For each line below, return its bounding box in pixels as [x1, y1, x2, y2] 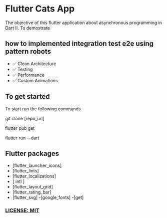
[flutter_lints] [12, 168, 39, 174]
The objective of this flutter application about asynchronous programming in [5, 20, 162, 26]
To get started [5, 92, 50, 101]
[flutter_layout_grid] [12, 184, 53, 190]
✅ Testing [12, 66, 33, 72]
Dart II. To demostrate [5, 25, 50, 31]
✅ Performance [12, 72, 45, 78]
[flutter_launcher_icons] [12, 162, 61, 168]
